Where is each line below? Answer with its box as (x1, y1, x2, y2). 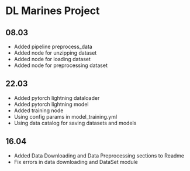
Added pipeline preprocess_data (13, 43, 93, 50)
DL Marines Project (5, 4, 100, 18)
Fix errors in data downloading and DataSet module (13, 158, 139, 165)
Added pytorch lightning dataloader (13, 94, 100, 101)
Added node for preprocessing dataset (13, 62, 108, 69)
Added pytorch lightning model (13, 100, 89, 108)
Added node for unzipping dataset (13, 49, 97, 56)
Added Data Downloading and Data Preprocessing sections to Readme (13, 152, 185, 159)
